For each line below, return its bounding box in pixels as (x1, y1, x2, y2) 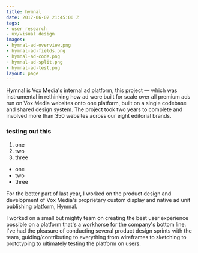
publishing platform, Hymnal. (6, 203, 78, 210)
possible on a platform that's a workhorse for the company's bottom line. (6, 221, 187, 228)
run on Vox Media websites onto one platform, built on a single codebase (6, 100, 187, 107)
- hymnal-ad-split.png (6, 59, 63, 65)
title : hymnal (6, 8, 42, 15)
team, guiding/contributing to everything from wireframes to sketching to (6, 233, 187, 240)
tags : (6, 20, 20, 26)
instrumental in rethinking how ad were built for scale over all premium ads (6, 93, 191, 100)
